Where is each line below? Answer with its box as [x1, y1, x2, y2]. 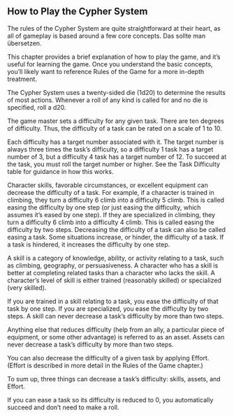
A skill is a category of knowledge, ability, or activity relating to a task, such [7, 254, 224, 262]
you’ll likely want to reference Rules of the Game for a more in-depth [7, 67, 205, 75]
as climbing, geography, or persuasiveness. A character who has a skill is [7, 261, 219, 270]
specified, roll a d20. [7, 103, 66, 111]
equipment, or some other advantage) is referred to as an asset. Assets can [7, 332, 225, 341]
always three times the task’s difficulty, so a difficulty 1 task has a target [7, 145, 214, 153]
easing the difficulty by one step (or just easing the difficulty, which [7, 203, 201, 212]
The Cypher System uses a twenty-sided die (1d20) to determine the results [7, 88, 226, 96]
